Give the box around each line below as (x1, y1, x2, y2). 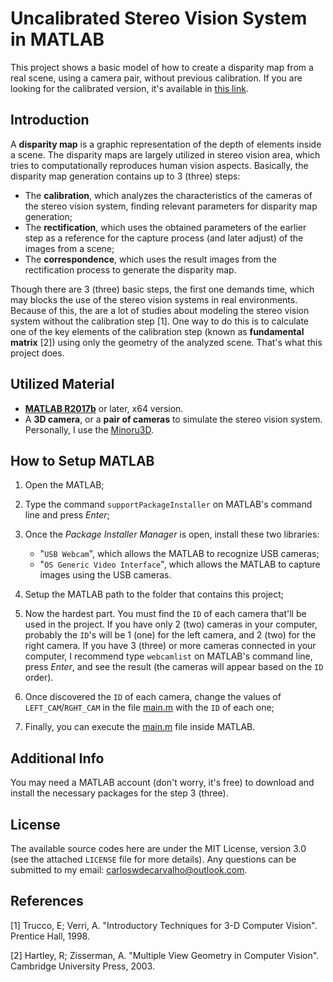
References (10, 893, 84, 910)
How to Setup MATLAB (10, 452, 155, 469)
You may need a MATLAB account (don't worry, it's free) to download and (10, 777, 315, 789)
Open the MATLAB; (24, 479, 105, 491)
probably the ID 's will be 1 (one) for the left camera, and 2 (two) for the (24, 629, 317, 641)
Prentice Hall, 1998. (10, 930, 90, 942)
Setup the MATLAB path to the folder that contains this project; (24, 588, 285, 601)
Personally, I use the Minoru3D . (24, 423, 154, 436)
